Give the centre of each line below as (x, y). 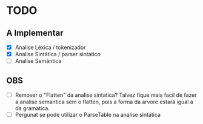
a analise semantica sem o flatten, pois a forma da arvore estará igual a (104, 102)
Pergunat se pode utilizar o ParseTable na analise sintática (88, 115)
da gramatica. (32, 108)
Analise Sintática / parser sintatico (58, 54)
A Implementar (35, 33)
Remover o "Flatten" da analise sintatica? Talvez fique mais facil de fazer (106, 95)
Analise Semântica (38, 61)
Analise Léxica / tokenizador (50, 47)
